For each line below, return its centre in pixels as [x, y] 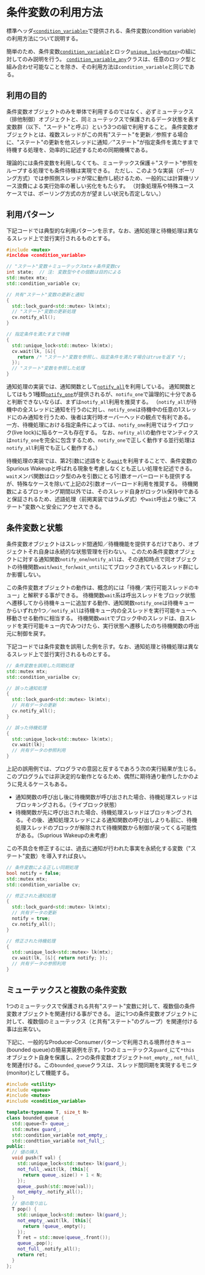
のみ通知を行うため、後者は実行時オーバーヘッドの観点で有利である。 [105, 417]
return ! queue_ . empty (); [54, 1226]
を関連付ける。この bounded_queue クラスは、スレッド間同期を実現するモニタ [102, 1065]
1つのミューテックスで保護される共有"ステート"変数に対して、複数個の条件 [101, 1006]
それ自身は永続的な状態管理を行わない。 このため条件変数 [101, 551]
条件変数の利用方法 [55, 13]
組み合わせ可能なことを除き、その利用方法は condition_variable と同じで [98, 66]
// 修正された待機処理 [31, 941]
